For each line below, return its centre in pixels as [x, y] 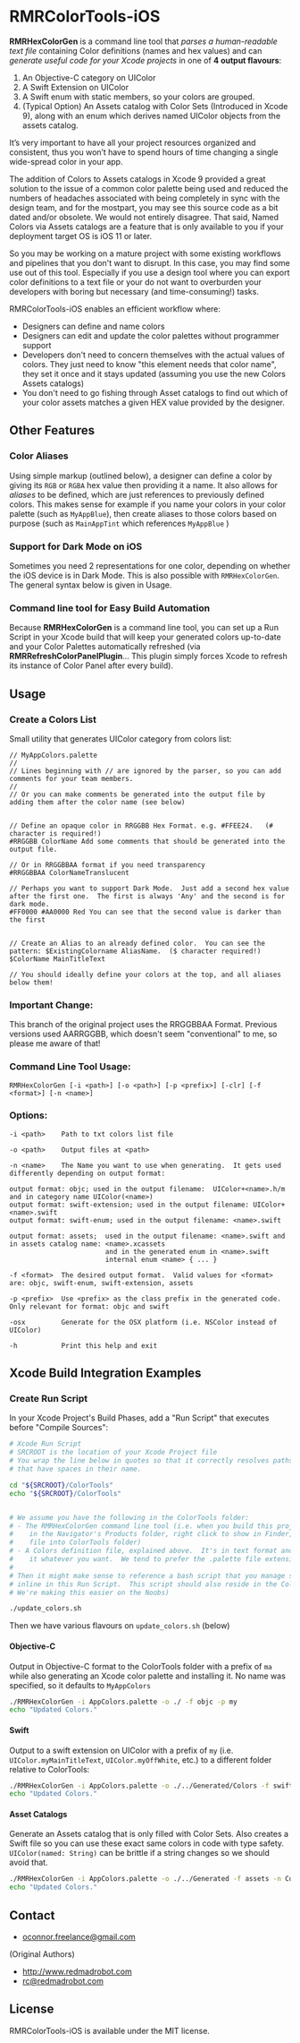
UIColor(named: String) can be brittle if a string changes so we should [140, 1853]
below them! [31, 983]
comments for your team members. [71, 778]
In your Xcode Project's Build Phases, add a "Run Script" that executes [139, 1418]
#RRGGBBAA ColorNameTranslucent [69, 872]
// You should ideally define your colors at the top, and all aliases [145, 974]
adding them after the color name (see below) [97, 802]
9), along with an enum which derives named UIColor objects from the [151, 116]
